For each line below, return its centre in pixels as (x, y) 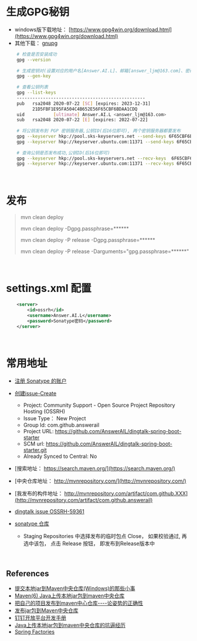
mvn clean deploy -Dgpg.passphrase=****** (74, 229)
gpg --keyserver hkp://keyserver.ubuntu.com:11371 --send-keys (96, 142)
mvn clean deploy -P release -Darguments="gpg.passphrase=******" (105, 251)
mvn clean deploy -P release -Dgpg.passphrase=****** (88, 240)
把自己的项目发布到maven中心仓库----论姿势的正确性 (79, 603)
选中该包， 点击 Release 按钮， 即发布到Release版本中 (89, 543)
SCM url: (34, 444)
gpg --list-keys (37, 93)
